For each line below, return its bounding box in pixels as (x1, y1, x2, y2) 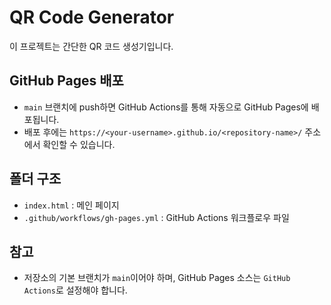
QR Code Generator (9, 6, 175, 29)
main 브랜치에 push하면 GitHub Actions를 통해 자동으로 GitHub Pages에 (23, 101, 309, 113)
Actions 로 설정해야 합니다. (23, 284, 128, 296)
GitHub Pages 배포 (9, 72, 124, 90)
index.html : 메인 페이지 (23, 199, 120, 211)
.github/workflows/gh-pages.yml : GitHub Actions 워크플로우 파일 (23, 211, 290, 223)
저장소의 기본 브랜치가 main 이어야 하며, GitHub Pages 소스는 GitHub (23, 272, 291, 284)
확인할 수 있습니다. (42, 138, 116, 150)
